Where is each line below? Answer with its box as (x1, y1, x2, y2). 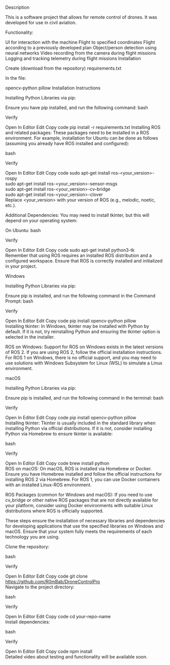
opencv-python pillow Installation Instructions (5, 85, 100, 91)
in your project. (5, 263, 37, 269)
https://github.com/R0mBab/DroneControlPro (5, 579, 100, 584)
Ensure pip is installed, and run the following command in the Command (5, 293, 156, 298)
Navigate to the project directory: (5, 584, 75, 590)
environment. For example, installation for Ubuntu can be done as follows (5, 135, 158, 141)
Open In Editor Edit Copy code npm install (5, 648, 93, 654)
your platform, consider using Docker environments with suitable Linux (5, 503, 153, 508)
